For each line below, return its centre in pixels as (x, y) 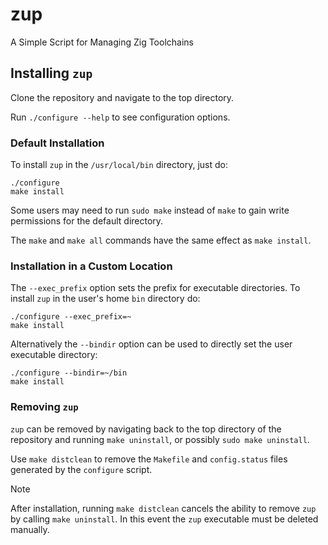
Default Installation (57, 143)
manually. (30, 529)
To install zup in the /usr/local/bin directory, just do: (119, 165)
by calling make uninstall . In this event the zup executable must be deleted (164, 519)
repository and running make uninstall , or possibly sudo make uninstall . (160, 439)
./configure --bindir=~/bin (69, 373)
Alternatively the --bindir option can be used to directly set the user (151, 344)
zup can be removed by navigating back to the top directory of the (146, 429)
